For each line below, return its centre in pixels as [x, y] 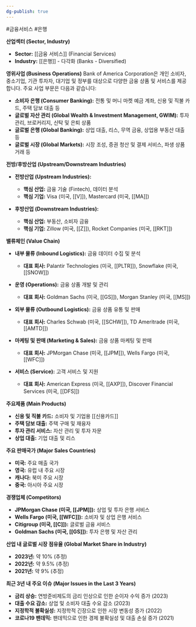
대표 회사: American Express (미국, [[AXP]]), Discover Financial [98, 384]
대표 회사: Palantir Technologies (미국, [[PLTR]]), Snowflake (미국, [101, 266]
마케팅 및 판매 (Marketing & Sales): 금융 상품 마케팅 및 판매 [83, 340]
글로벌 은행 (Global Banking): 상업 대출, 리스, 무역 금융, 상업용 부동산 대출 [100, 130]
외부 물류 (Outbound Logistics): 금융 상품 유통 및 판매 [77, 309]
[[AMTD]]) [36, 328]
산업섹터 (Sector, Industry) [38, 41]
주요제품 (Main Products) [36, 404]
